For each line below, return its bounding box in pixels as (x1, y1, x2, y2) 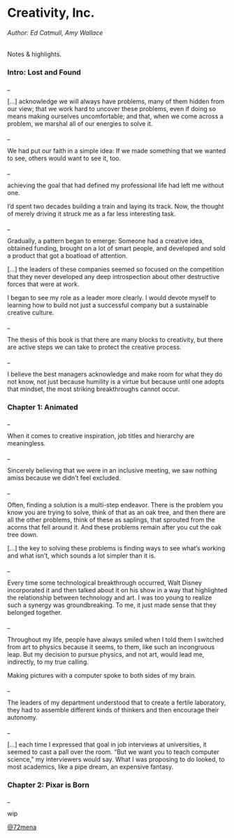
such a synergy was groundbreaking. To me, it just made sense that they (7, 600, 217, 609)
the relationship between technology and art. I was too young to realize (7, 593, 212, 602)
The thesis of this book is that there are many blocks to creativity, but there (7, 335, 224, 343)
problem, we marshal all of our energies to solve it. (7, 119, 153, 127)
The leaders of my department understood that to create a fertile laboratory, (7, 698, 226, 706)
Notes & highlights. (7, 50, 61, 59)
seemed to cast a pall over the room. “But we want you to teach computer (7, 747, 220, 756)
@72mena (7, 823, 37, 832)
